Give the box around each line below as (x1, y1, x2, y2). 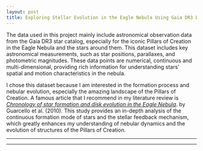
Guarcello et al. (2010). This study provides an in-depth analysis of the (6, 107, 181, 114)
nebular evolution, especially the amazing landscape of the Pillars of (6, 88, 176, 95)
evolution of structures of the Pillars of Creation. (6, 126, 126, 133)
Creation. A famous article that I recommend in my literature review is (6, 94, 179, 101)
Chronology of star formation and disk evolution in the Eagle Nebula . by (6, 100, 185, 108)
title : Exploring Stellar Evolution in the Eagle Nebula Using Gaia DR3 (6, 14, 193, 21)
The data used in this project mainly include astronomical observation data (6, 31, 192, 38)
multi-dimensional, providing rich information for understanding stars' (6, 63, 180, 70)
